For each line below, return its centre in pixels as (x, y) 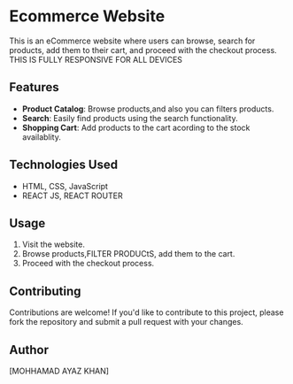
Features (34, 87)
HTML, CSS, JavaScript (65, 186)
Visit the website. (54, 244)
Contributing (45, 291)
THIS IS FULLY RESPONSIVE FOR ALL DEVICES (96, 59)
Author (29, 350)
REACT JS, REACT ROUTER (72, 196)
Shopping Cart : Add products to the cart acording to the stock (136, 127)
